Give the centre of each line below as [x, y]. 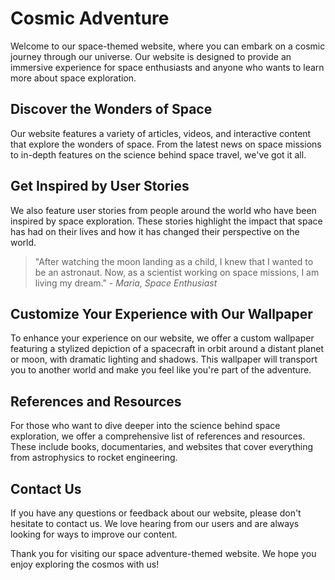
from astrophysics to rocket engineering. [94, 458]
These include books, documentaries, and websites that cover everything [162, 447]
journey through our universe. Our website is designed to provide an [151, 56]
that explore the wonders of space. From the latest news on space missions [166, 144]
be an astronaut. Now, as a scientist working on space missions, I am [177, 272]
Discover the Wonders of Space [111, 109]
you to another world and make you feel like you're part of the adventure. [161, 370]
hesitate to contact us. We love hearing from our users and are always [155, 523]
